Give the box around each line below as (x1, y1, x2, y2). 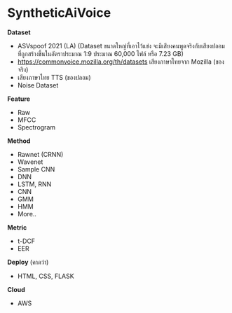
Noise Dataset (17, 81, 59, 89)
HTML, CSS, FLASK (17, 272, 75, 280)
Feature (7, 95, 30, 103)
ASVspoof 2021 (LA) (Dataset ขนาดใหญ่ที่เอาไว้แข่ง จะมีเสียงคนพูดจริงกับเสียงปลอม (17, 41, 226, 50)
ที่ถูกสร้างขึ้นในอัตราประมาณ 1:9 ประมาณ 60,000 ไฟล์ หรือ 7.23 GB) (17, 49, 184, 57)
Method (7, 137, 31, 145)
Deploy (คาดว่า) (7, 258, 49, 266)
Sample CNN (17, 165, 55, 173)
